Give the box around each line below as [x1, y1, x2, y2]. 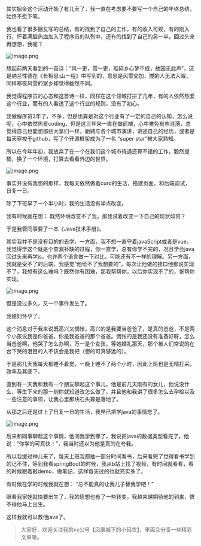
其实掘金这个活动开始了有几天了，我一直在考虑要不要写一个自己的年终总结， [6, 5, 195, 12]
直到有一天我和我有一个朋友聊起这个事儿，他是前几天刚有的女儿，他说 [6, 381, 179, 387]
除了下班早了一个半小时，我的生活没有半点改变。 [6, 200, 127, 207]
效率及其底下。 [6, 368, 43, 375]
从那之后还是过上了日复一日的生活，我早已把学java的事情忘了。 [6, 408, 163, 415]
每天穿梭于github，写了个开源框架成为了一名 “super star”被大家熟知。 [6, 135, 179, 142]
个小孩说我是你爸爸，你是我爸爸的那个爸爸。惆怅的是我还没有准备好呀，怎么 [6, 333, 195, 339]
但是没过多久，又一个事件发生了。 [6, 300, 90, 307]
